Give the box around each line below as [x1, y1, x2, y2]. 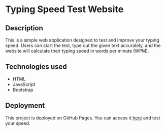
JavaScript [12, 81, 36, 87]
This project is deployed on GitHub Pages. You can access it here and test [5, 115, 160, 121]
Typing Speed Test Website [5, 4, 124, 15]
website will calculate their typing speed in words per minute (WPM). [5, 48, 149, 54]
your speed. [5, 120, 30, 126]
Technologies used [5, 62, 67, 71]
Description [5, 24, 43, 32]
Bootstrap [12, 86, 34, 93]
